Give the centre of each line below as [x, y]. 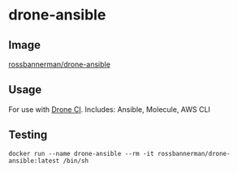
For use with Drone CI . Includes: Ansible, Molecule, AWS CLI [110, 109]
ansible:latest [34, 161]
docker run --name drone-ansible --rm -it [81, 153]
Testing [28, 135]
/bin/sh [76, 161]
